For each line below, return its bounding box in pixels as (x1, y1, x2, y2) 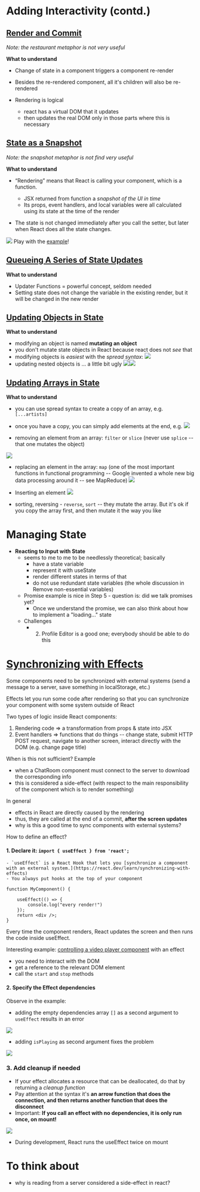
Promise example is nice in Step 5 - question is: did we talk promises (23, 592, 193, 600)
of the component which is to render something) (14, 786, 134, 793)
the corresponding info (14, 773, 72, 781)
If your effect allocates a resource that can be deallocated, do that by (14, 1077, 186, 1085)
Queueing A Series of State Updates (6, 255, 143, 265)
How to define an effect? (6, 833, 67, 840)
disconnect (14, 1103, 44, 1110)
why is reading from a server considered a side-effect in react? (14, 1179, 170, 1186)
